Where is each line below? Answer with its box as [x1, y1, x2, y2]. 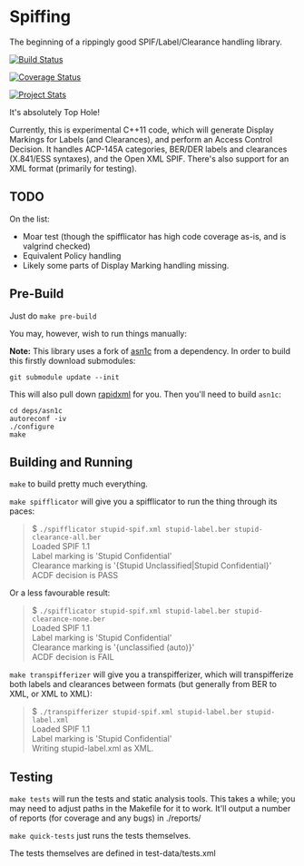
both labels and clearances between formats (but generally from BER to [9, 679, 277, 690]
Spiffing [9, 6, 71, 27]
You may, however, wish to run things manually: [9, 328, 188, 339]
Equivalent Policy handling [22, 250, 122, 261]
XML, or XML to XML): [9, 688, 93, 700]
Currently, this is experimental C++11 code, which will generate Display [9, 124, 274, 135]
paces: [9, 506, 35, 517]
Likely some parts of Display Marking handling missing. [22, 260, 230, 271]
